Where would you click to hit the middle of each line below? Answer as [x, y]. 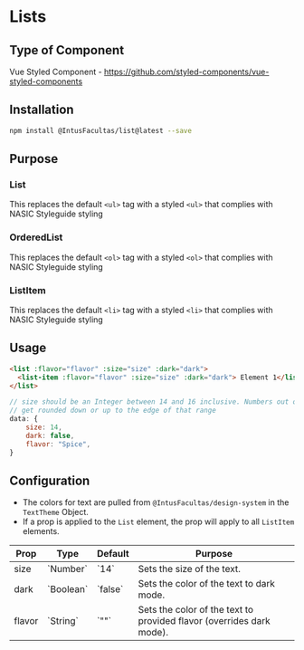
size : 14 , [44, 427]
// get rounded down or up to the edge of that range [113, 411]
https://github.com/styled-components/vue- [186, 72]
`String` [62, 621]
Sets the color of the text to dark [207, 584]
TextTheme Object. [55, 512]
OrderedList [36, 237]
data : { [24, 419]
